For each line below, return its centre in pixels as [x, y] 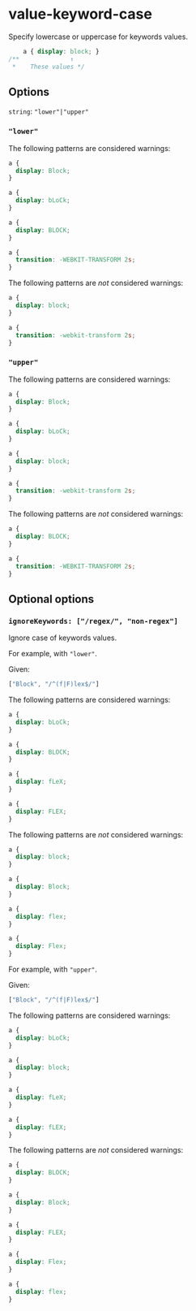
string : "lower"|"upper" [49, 111]
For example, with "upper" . [53, 969]
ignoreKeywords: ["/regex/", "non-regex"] [93, 621]
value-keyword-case [80, 14]
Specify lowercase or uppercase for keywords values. [98, 37]
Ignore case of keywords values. [63, 638]
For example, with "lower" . [53, 654]
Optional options [51, 599]
